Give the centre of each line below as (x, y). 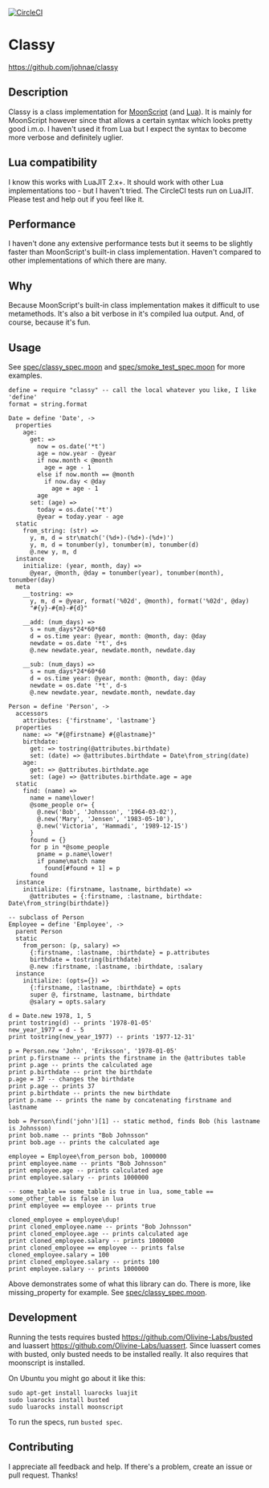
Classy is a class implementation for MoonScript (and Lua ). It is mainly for (130, 112)
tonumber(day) (32, 580)
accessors (32, 713)
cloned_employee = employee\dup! (64, 1220)
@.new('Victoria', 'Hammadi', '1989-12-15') (113, 826)
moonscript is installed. (47, 1363)
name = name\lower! (62, 798)
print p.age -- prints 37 (51, 1086)
